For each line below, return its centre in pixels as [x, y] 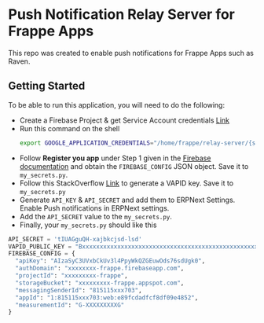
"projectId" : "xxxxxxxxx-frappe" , [71, 276]
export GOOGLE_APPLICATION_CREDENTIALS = [86, 143]
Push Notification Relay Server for [122, 15]
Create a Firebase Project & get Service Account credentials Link [125, 120]
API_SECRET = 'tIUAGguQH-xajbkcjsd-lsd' [75, 239]
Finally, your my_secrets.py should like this [88, 225]
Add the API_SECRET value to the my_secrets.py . [96, 216]
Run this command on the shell [70, 128]
